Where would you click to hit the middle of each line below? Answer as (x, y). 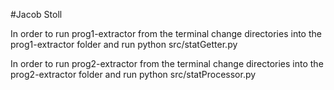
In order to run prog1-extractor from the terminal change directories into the (166, 33)
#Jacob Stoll (36, 14)
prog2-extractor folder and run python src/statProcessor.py (133, 74)
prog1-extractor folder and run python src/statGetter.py (124, 44)
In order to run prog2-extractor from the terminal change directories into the (167, 63)
